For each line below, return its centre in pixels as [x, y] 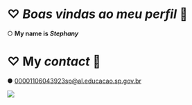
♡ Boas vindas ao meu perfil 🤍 [98, 14]
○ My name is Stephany [43, 33]
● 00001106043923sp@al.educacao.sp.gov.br [75, 81]
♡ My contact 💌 [54, 62]
